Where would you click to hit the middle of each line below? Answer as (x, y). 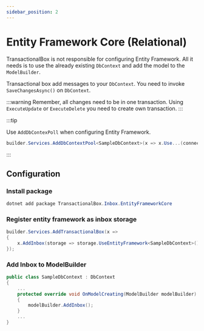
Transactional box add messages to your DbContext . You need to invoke (96, 83)
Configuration (33, 174)
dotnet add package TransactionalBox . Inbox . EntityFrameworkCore (89, 204)
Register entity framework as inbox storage (72, 219)
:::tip (12, 120)
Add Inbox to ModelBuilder (46, 264)
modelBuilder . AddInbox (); (61, 305)
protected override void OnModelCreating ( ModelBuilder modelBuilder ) (107, 294)
